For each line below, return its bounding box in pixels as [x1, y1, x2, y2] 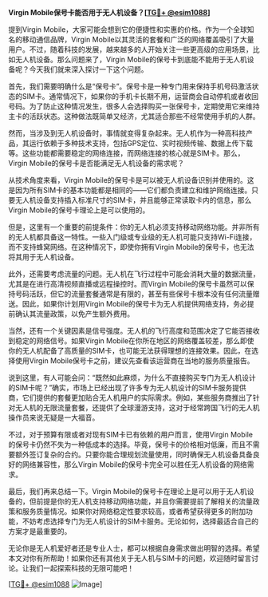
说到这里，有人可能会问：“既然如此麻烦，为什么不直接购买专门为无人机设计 [8, 373, 257, 382]
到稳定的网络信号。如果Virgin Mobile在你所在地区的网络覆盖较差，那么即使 [8, 336, 254, 346]
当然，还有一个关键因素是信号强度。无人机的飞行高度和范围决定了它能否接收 [8, 326, 260, 335]
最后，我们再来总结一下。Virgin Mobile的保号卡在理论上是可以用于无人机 [8, 487, 247, 496]
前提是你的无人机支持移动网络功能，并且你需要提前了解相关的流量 [35, 496, 253, 506]
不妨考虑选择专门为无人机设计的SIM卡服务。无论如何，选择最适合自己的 [22, 516, 259, 526]
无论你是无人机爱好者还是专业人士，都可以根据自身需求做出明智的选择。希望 [8, 544, 260, 553]
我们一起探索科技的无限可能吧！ [29, 563, 134, 573]
